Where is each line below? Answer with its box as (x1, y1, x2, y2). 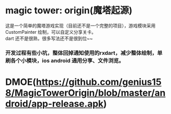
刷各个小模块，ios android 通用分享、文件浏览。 (5, 57, 124, 64)
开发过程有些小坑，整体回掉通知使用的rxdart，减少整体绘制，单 (5, 49, 163, 56)
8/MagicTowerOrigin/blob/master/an (5, 87, 166, 99)
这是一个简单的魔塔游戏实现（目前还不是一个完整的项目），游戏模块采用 (5, 22, 156, 29)
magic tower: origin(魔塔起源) (5, 5, 133, 16)
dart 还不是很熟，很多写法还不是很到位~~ (5, 35, 93, 41)
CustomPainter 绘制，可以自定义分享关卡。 (5, 29, 96, 35)
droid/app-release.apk (5, 98, 104, 110)
